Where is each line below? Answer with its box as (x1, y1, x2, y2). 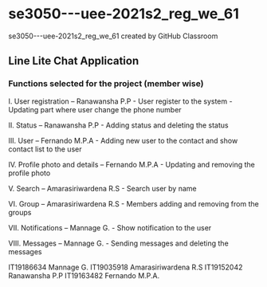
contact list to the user (8, 144, 82, 154)
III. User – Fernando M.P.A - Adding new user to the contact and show (8, 136, 238, 145)
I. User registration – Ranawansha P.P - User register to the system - (8, 96, 233, 106)
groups (8, 207, 32, 217)
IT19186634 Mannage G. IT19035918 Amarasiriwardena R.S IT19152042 (8, 262, 243, 272)
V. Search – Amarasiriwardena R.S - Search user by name (8, 183, 197, 193)
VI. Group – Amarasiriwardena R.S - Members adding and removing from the (8, 199, 259, 208)
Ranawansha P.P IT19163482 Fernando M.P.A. (8, 270, 160, 280)
